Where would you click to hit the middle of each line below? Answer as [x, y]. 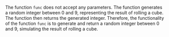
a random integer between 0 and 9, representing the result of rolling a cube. [84, 13]
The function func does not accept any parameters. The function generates [84, 7]
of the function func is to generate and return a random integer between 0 [82, 23]
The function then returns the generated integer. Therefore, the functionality [85, 18]
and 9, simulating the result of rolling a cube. [52, 29]
